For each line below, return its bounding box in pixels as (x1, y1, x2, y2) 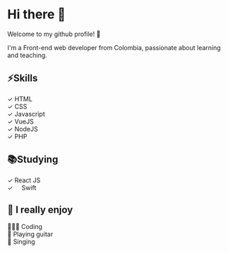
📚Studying (7, 153, 59, 165)
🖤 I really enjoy (7, 204, 73, 216)
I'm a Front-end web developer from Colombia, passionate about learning (7, 43, 221, 52)
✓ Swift (7, 183, 37, 192)
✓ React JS (7, 176, 41, 184)
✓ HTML (7, 95, 33, 103)
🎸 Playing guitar (7, 230, 54, 239)
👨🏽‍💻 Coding (7, 223, 42, 231)
